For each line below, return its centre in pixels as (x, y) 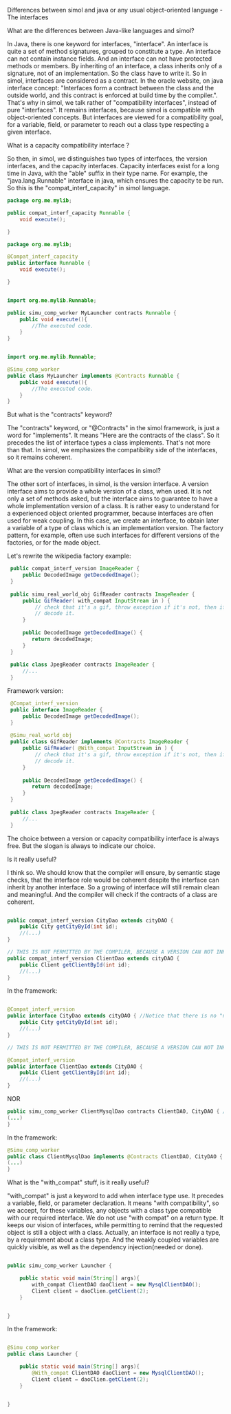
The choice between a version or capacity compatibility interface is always (113, 838)
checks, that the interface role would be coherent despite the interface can (113, 880)
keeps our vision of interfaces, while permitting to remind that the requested (115, 1225)
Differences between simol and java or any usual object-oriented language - (115, 10)
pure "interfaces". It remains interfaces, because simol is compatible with (111, 110)
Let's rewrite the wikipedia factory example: (69, 556)
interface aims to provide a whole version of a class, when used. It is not (110, 492)
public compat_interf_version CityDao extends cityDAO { (90, 920)
